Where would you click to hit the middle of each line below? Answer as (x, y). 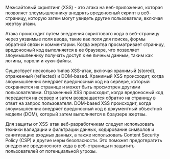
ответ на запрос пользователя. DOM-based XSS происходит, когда (78, 103)
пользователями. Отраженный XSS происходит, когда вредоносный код (84, 92)
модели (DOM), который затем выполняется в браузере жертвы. (76, 114)
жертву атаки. (21, 24)
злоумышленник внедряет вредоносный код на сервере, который (77, 82)
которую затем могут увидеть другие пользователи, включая (95, 18)
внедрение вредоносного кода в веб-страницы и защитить (70, 146)
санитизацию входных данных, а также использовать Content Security (82, 135)
